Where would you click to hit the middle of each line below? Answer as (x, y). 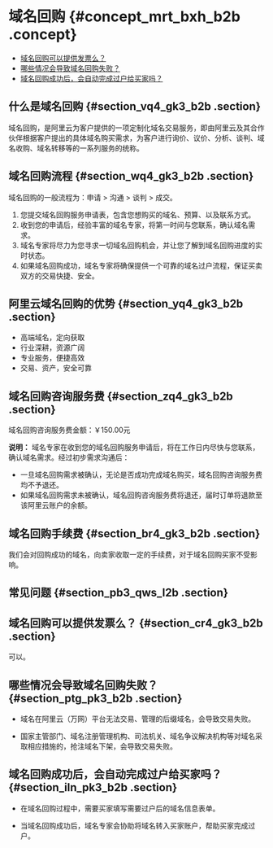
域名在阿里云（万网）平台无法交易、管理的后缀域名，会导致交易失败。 (138, 719)
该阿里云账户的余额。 (56, 505)
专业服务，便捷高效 (52, 358)
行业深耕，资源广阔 (52, 348)
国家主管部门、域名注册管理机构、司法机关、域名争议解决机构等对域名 (138, 737)
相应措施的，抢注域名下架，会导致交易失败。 (102, 746)
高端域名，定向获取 (52, 338)
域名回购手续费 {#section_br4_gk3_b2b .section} (134, 533)
